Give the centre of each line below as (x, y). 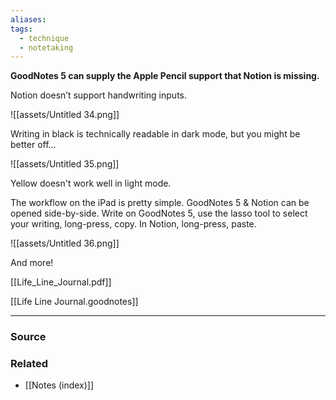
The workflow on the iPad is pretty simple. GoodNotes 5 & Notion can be (160, 203)
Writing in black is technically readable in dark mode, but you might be (155, 134)
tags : (21, 29)
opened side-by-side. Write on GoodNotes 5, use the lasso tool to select (159, 213)
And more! (32, 263)
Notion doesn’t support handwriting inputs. (98, 95)
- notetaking (46, 47)
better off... (33, 145)
